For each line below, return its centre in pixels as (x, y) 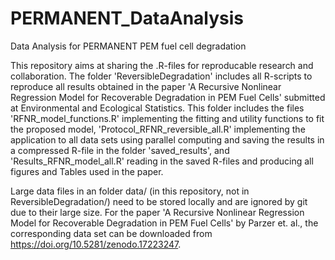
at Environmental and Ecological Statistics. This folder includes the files (157, 108)
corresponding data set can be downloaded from (111, 233)
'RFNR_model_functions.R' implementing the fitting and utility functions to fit (167, 118)
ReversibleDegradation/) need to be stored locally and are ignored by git (159, 201)
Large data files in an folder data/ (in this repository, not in (130, 191)
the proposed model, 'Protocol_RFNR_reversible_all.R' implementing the (158, 129)
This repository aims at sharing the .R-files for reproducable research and (162, 65)
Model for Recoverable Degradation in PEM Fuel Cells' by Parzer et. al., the (164, 223)
